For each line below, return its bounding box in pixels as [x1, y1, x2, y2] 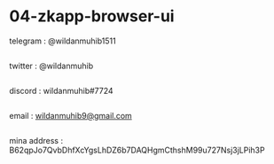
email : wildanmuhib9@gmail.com [9, 110, 133, 121]
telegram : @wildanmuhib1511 [9, 35, 117, 46]
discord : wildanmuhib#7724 [9, 85, 114, 96]
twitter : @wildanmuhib [9, 60, 94, 71]
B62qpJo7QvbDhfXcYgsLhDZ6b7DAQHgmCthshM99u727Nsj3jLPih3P [9, 144, 265, 155]
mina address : [9, 135, 64, 145]
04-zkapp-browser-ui [9, 6, 175, 27]
